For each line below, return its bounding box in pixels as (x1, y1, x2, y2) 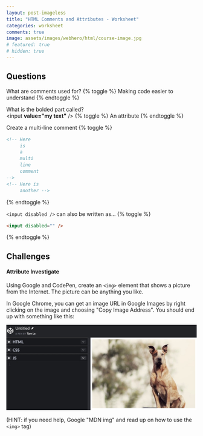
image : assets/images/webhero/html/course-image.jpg (6, 35, 142, 42)
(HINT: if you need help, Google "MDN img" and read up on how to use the (6, 416, 192, 423)
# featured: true (6, 42, 50, 48)
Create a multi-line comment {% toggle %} (6, 124, 113, 131)
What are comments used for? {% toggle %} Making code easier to (6, 87, 173, 95)
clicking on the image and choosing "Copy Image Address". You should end (6, 306, 195, 314)
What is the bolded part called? (6, 106, 84, 113)
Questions (6, 72, 47, 82)
